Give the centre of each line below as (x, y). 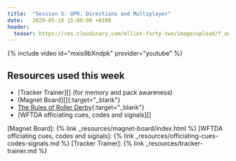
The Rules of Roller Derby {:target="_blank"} (81, 108)
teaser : (25, 33)
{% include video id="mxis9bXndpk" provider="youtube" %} (95, 53)
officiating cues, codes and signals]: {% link (71, 136)
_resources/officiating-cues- (177, 136)
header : (19, 27)
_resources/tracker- (174, 143)
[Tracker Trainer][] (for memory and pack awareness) (95, 93)
